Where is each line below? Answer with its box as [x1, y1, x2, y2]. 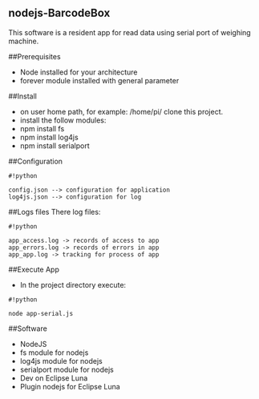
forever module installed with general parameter [19, 75, 180, 85]
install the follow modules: [19, 115, 107, 125]
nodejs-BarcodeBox [8, 6, 111, 20]
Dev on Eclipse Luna [19, 373, 88, 383]
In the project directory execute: [19, 280, 127, 289]
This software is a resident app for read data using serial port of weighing [8, 27, 251, 37]
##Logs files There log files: [8, 207, 101, 216]
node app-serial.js [8, 309, 74, 317]
